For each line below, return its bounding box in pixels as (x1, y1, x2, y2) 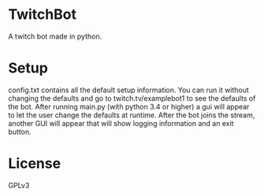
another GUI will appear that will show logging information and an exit (8, 118, 234, 128)
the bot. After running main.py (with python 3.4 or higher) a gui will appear (8, 102, 250, 111)
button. (8, 127, 32, 136)
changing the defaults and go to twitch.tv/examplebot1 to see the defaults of (8, 93, 256, 103)
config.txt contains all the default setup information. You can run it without (8, 85, 250, 94)
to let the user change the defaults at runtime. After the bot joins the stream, (8, 110, 255, 120)
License (8, 155, 61, 172)
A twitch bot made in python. (8, 31, 102, 41)
